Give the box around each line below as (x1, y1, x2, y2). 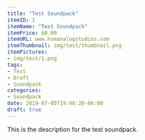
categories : (7, 87, 41, 94)
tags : (7, 61, 23, 68)
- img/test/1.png (7, 55, 57, 62)
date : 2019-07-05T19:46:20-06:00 (7, 100, 104, 107)
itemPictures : (7, 49, 48, 56)
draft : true (7, 106, 41, 113)
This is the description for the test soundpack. (7, 125, 138, 133)
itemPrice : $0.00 (7, 29, 57, 37)
